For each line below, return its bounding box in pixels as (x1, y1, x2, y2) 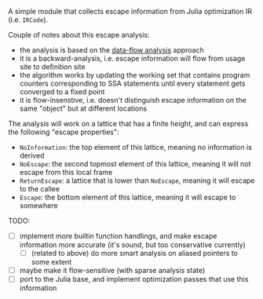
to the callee (19, 184, 60, 193)
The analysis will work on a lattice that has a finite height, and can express (8, 119, 249, 128)
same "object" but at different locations (19, 104, 148, 113)
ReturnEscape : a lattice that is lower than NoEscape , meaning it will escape (19, 176, 255, 185)
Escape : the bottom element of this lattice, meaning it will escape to (19, 192, 236, 202)
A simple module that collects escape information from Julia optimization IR (8, 7, 253, 16)
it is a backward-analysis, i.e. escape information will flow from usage (19, 54, 246, 63)
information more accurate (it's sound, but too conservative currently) (19, 240, 246, 250)
